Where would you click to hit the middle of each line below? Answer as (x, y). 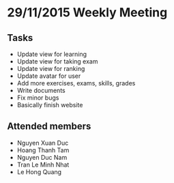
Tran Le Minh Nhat (43, 165)
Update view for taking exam (57, 61)
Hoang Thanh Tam (43, 150)
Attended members (49, 127)
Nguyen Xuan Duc (43, 143)
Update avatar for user (49, 76)
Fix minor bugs (38, 98)
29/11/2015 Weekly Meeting (87, 13)
